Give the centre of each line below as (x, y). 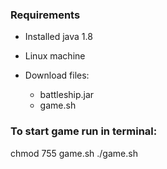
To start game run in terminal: (84, 131)
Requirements (45, 15)
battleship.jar (67, 95)
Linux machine (55, 56)
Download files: (57, 75)
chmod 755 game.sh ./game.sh (74, 153)
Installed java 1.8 (58, 37)
